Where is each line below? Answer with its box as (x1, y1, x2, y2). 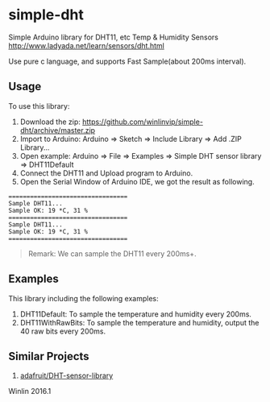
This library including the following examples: (8, 293, 159, 303)
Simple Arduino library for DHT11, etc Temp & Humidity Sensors (8, 32, 219, 42)
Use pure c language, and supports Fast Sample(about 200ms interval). (8, 56, 247, 66)
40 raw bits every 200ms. (19, 326, 106, 336)
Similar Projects (8, 349, 90, 363)
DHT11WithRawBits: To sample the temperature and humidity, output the (19, 317, 260, 327)
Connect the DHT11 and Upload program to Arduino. (19, 168, 193, 178)
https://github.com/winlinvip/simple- (81, 117, 204, 126)
